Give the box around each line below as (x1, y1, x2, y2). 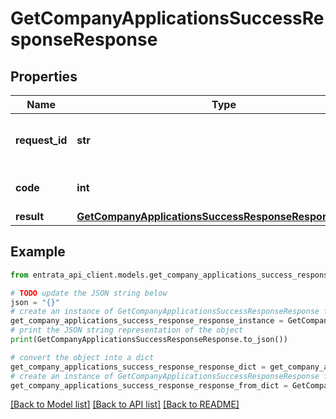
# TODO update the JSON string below (10, 288, 168, 298)
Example (10, 243, 66, 261)
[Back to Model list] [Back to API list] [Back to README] (10, 398, 240, 411)
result (15, 210, 45, 223)
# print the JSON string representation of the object (10, 325, 244, 336)
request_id (15, 133, 68, 147)
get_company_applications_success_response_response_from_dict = (10, 380, 288, 391)
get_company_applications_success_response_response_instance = (10, 316, 284, 326)
